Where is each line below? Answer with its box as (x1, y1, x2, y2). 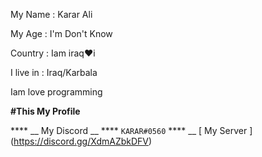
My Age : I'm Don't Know (10, 28, 113, 39)
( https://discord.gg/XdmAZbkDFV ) (10, 135, 153, 147)
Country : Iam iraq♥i (10, 47, 96, 59)
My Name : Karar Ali (10, 9, 93, 20)
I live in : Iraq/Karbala (10, 67, 98, 78)
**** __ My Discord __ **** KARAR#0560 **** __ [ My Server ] (10, 125, 253, 136)
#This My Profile (10, 105, 81, 117)
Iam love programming (10, 86, 103, 98)
